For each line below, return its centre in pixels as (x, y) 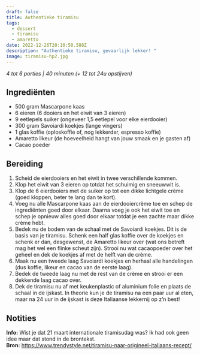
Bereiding (25, 163)
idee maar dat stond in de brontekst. (51, 339)
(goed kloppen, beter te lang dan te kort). (66, 197)
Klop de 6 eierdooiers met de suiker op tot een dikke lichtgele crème (99, 191)
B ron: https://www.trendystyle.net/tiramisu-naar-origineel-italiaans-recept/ (99, 345)
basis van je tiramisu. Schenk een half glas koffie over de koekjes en (99, 236)
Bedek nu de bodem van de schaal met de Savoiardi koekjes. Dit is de (101, 229)
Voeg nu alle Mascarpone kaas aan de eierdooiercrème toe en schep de (104, 204)
